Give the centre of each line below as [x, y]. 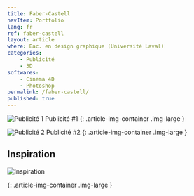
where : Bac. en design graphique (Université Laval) [86, 46]
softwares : [23, 72]
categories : [25, 53]
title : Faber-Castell [39, 14]
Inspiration [32, 154]
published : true [31, 99]
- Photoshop [37, 86]
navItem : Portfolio [36, 20]
